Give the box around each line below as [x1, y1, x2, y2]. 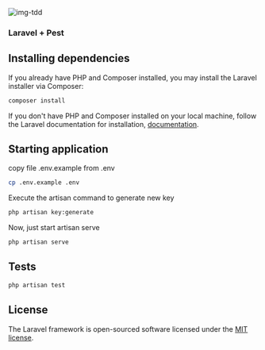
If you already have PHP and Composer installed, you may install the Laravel [8, 72, 258, 83]
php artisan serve [8, 238, 69, 246]
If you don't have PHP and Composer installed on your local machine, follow [8, 111, 257, 121]
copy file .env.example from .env [8, 163, 115, 173]
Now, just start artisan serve [8, 223, 101, 233]
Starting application [8, 143, 109, 156]
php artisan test [8, 281, 66, 289]
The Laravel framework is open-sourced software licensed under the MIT [8, 324, 248, 333]
